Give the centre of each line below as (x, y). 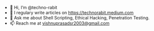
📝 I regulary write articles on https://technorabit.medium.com (72, 13)
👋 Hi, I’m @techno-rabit (33, 8)
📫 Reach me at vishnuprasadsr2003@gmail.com (60, 23)
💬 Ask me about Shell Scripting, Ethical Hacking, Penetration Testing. (80, 18)
